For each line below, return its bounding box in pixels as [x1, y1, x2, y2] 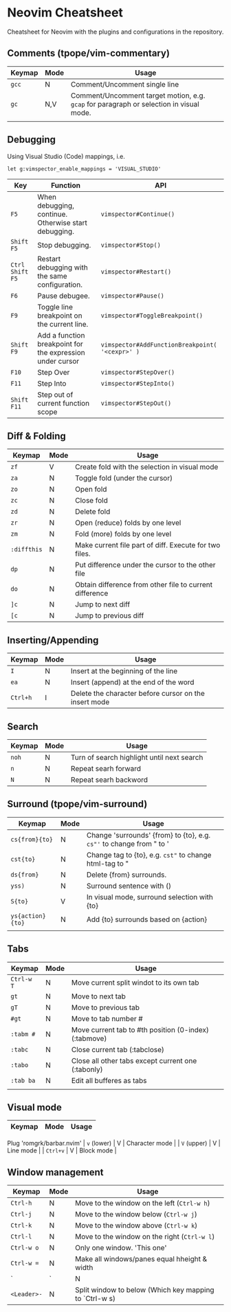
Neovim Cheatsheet [7, 5, 124, 21]
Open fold [75, 485, 107, 494]
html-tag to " [86, 858, 129, 868]
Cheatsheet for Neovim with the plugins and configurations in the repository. [7, 28, 224, 36]
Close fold [75, 496, 108, 505]
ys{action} [10, 912, 46, 919]
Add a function [37, 330, 85, 340]
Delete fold [75, 507, 111, 516]
